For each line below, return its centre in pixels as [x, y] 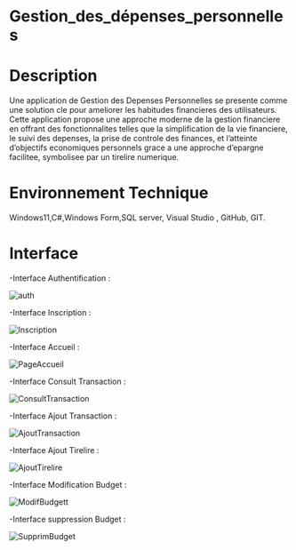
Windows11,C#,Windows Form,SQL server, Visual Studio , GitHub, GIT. [137, 218]
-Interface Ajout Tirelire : [54, 450]
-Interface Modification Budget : [68, 485]
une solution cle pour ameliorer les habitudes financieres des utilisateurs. [143, 110]
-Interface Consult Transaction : [68, 381]
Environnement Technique [109, 193]
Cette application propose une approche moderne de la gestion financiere [145, 120]
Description [53, 76]
